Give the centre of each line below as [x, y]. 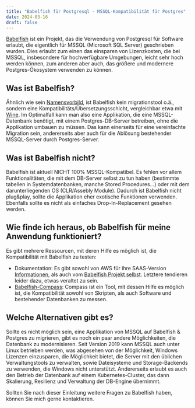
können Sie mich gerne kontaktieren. [50, 399]
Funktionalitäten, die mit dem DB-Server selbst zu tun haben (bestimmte [93, 178]
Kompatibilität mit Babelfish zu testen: [52, 257]
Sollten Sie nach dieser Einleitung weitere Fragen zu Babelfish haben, [89, 392]
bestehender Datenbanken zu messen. [61, 299]
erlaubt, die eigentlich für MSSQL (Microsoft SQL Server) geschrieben [90, 45]
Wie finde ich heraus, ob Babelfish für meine [88, 227]
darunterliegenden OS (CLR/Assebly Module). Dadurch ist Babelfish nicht [94, 191]
